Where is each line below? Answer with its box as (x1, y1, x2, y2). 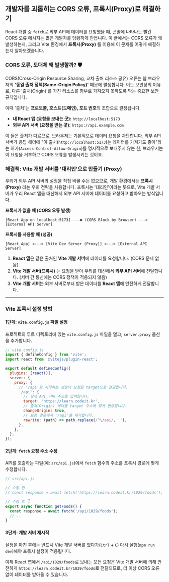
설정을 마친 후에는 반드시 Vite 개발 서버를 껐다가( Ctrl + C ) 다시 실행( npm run (5, 542, 155, 548)
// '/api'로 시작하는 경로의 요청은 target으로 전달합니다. (18, 385, 128, 390)
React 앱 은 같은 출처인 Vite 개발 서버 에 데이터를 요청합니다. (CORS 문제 (12, 255, 154, 261)
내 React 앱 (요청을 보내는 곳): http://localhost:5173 (12, 115, 120, 122)
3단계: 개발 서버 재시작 (5, 529, 49, 536)
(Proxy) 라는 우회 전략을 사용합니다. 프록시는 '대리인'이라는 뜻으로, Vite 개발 (5, 184, 155, 190)
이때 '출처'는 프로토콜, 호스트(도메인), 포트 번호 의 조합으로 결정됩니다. (5, 105, 141, 111)
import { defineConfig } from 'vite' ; (5, 352, 87, 357)
